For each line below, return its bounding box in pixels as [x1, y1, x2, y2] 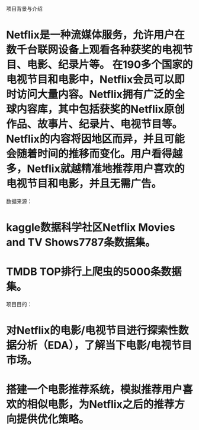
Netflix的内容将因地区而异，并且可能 [6, 133, 185, 146]
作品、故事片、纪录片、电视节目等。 [6, 118, 183, 131]
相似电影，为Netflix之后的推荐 [27, 398, 175, 412]
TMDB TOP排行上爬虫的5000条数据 [6, 265, 182, 278]
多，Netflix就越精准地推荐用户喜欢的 [6, 162, 185, 175]
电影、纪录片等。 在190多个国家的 [27, 58, 193, 71]
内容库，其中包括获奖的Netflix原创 [17, 103, 185, 116]
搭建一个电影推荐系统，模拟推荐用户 [6, 383, 183, 397]
